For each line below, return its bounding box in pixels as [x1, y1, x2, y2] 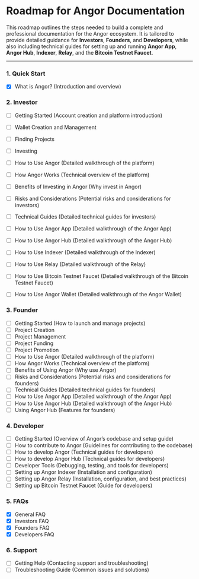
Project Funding [14, 340, 54, 347]
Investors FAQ [14, 517, 49, 524]
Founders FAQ [14, 524, 50, 531]
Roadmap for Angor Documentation [6, 4, 185, 18]
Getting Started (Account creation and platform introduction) [14, 112, 163, 119]
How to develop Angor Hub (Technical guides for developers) [14, 455, 165, 463]
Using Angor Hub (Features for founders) [14, 406, 115, 413]
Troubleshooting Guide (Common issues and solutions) [14, 566, 149, 574]
